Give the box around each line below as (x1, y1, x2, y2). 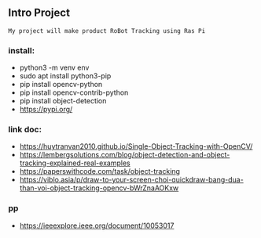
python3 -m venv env (19, 63, 90, 73)
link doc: (8, 124, 42, 135)
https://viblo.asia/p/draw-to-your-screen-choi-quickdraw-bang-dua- (19, 175, 244, 185)
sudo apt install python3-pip (19, 71, 112, 81)
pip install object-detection (19, 96, 107, 106)
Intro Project (8, 6, 71, 20)
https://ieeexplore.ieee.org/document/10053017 (19, 221, 175, 230)
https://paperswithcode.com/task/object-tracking (19, 167, 181, 176)
